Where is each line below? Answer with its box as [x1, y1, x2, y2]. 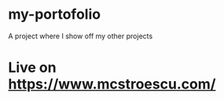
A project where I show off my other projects [8, 31, 153, 41]
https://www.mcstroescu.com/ [8, 76, 216, 93]
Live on [8, 59, 57, 77]
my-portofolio [8, 5, 101, 23]
